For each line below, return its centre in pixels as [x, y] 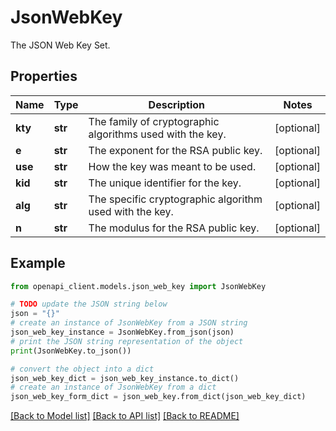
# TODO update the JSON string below [89, 304]
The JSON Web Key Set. [60, 45]
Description [177, 104]
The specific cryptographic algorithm [175, 199]
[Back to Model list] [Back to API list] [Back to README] [125, 416]
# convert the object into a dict [82, 369]
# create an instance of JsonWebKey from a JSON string [129, 323]
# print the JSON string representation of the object [127, 341]
